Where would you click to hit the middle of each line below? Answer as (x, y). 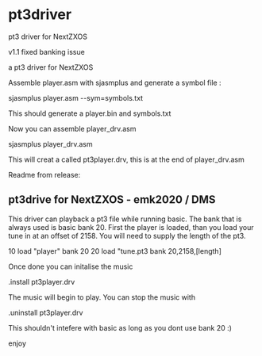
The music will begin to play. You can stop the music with (102, 297)
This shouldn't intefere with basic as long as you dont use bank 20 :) (120, 327)
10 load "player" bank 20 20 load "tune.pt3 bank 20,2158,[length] (115, 251)
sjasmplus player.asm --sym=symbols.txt (76, 98)
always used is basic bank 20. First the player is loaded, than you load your (131, 227)
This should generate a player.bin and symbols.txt (90, 113)
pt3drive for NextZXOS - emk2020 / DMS (112, 200)
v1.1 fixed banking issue (46, 52)
